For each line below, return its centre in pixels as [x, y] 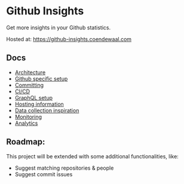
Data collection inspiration [47, 110]
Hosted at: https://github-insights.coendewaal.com [69, 39]
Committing [29, 85]
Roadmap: [26, 142]
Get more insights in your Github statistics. [59, 27]
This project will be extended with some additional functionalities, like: [93, 156]
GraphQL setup [33, 97]
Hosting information [39, 104]
